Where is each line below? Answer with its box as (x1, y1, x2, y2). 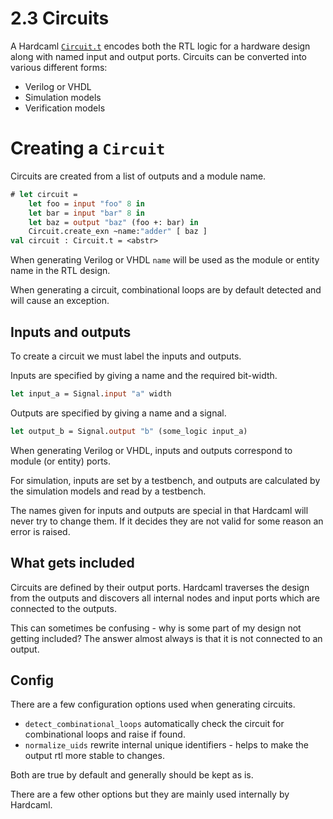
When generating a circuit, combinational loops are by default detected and (10, 284, 322, 296)
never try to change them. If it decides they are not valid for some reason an (10, 515, 324, 527)
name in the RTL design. (10, 265, 111, 277)
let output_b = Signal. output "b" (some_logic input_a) (10, 426, 248, 436)
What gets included (10, 555, 135, 572)
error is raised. (10, 525, 71, 537)
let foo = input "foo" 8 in (28, 198, 145, 209)
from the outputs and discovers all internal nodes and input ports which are (10, 592, 320, 604)
